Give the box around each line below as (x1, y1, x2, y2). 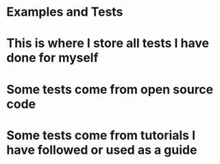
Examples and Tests (6, 4, 123, 20)
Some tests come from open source (6, 82, 214, 97)
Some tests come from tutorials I (6, 128, 196, 143)
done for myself (6, 50, 99, 66)
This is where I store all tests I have (6, 36, 210, 51)
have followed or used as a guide (6, 142, 197, 158)
